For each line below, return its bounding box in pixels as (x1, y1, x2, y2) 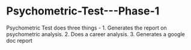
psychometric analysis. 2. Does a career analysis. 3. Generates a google (6, 30, 185, 37)
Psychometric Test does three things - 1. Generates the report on (6, 24, 167, 31)
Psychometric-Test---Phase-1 (6, 4, 160, 18)
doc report (6, 37, 33, 44)
